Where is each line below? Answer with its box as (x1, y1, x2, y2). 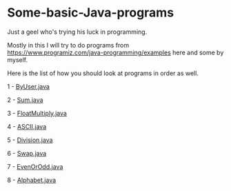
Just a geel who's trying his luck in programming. (7, 28, 148, 36)
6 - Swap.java (7, 149, 47, 157)
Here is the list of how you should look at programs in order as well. (7, 69, 199, 77)
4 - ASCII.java (7, 122, 47, 130)
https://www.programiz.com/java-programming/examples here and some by (7, 48, 224, 57)
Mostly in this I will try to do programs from (7, 41, 130, 49)
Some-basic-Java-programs (7, 5, 174, 21)
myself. (7, 55, 28, 63)
